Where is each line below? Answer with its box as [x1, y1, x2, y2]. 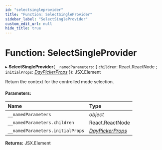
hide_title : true [5, 26, 41, 31]
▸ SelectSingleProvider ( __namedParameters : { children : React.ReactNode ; [5, 64, 158, 70]
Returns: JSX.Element [5, 140, 51, 146]
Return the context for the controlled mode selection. [5, 79, 114, 85]
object [89, 111, 104, 118]
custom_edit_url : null [5, 21, 52, 26]
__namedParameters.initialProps [7, 128, 85, 134]
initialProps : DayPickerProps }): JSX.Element [5, 69, 101, 75]
